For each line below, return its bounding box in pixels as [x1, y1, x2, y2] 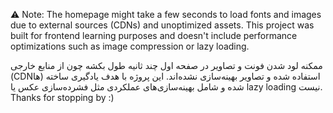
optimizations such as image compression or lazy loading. [10, 40, 250, 52]
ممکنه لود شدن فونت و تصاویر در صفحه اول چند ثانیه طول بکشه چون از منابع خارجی [10, 60, 323, 71]
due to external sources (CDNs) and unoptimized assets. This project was [10, 19, 315, 31]
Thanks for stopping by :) [10, 92, 115, 103]
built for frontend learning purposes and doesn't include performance [10, 30, 298, 41]
